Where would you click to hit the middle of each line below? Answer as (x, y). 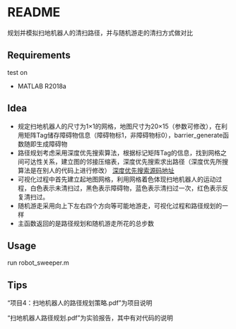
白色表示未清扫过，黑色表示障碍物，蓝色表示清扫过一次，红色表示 (126, 188)
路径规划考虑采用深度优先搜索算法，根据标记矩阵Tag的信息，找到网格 (119, 152)
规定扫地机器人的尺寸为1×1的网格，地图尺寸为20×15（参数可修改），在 (119, 126)
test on (18, 72)
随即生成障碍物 (46, 144)
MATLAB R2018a (42, 86)
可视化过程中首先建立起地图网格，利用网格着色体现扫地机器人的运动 (117, 179)
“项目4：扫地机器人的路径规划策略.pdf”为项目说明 (80, 303)
